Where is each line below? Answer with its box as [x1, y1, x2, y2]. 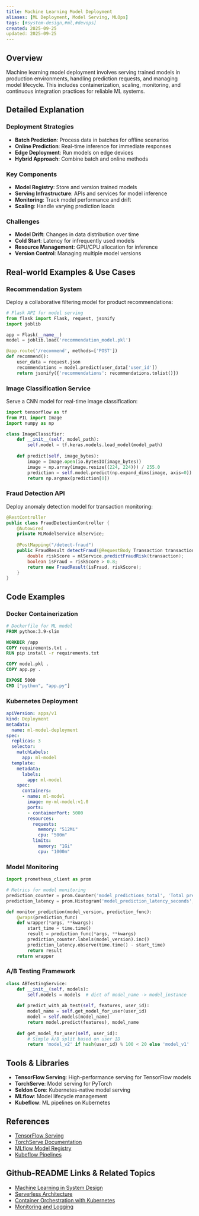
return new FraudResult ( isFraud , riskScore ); [27, 564, 142, 570]
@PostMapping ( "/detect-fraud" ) [17, 542, 94, 548]
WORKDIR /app [6, 639, 38, 645]
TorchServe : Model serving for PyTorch [14, 1080, 113, 1087]
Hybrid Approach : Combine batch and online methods [14, 155, 149, 162]
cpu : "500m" [37, 832, 68, 838]
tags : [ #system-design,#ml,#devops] [6, 20, 97, 26]
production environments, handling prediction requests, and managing [6, 75, 178, 82]
